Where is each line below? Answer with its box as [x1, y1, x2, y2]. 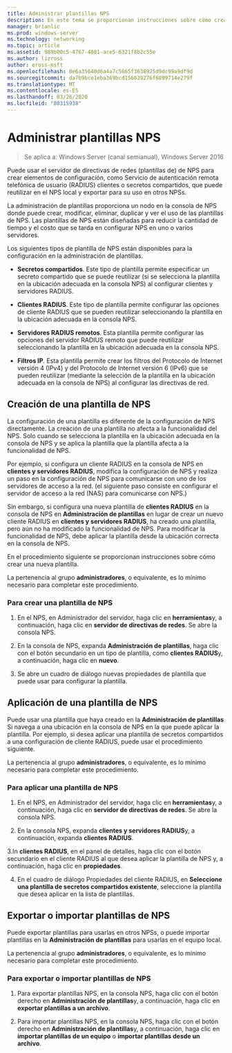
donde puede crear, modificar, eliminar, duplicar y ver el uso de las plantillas [7, 209, 224, 217]
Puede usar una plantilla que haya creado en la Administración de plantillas [7, 715, 224, 723]
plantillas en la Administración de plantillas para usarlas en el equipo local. [7, 936, 222, 944]
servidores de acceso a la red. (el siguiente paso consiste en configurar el [7, 482, 218, 490]
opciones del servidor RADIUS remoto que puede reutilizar [17, 336, 184, 344]
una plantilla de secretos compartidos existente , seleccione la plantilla [17, 882, 222, 891]
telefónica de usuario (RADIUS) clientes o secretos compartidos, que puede [7, 180, 223, 189]
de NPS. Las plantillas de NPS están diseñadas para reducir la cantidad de [7, 216, 219, 225]
